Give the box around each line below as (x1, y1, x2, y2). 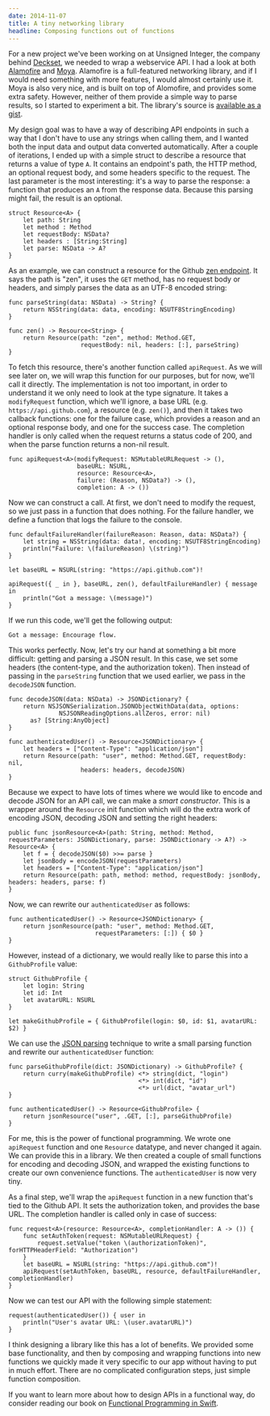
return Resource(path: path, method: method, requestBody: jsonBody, (23, 871, 262, 880)
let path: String (23, 216, 81, 225)
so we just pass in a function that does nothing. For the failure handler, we (8, 506, 254, 516)
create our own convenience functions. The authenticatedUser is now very (8, 1168, 257, 1177)
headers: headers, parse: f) (8, 878, 106, 886)
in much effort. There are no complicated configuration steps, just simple (8, 1366, 251, 1376)
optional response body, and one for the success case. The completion (8, 422, 245, 433)
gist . (8, 109, 23, 119)
